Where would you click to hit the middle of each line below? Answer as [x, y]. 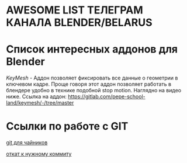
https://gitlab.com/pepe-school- [107, 96]
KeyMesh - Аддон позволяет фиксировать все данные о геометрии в [92, 78]
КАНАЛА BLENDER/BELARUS [79, 22]
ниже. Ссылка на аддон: [37, 96]
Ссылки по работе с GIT [67, 126]
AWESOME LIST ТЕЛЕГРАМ [75, 10]
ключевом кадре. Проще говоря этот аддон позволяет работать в [89, 84]
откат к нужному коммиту [39, 154]
